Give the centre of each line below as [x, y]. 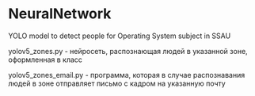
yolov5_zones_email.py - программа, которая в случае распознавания [127, 75]
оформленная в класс [46, 60]
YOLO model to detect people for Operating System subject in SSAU [120, 36]
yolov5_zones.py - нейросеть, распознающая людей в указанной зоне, [128, 51]
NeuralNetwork [60, 14]
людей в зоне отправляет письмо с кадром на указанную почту [117, 83]
